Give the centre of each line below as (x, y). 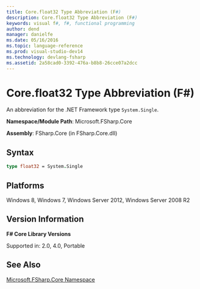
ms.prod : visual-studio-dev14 (45, 52)
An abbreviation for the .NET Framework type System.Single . (83, 110)
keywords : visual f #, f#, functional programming (71, 23)
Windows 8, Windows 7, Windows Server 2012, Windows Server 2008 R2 (98, 200)
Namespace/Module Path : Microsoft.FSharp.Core (69, 122)
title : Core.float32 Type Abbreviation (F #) (64, 12)
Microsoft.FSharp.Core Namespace (51, 279)
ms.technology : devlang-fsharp (46, 57)
